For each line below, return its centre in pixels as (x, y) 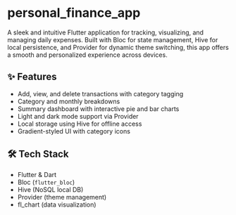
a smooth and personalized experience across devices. (87, 55)
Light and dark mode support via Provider (78, 116)
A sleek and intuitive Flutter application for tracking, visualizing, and (106, 32)
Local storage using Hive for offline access (80, 124)
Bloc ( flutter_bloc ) (46, 182)
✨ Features (32, 77)
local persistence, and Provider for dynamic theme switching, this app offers (118, 47)
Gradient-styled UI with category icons (74, 131)
